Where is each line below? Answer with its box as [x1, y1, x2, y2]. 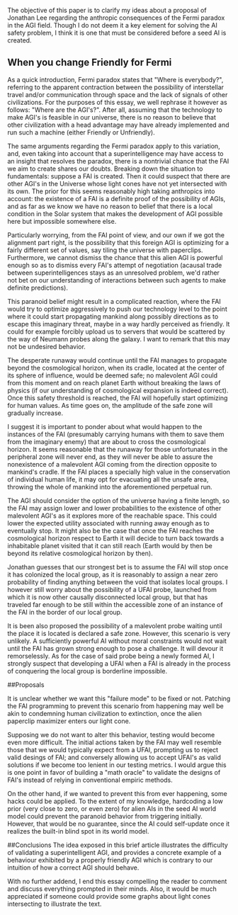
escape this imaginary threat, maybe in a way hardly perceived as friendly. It [7, 319, 230, 328]
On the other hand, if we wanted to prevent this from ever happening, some [7, 789, 228, 797]
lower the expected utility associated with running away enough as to [7, 518, 210, 527]
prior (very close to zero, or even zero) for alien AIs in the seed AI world [7, 804, 217, 813]
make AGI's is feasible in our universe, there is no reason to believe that [7, 113, 216, 121]
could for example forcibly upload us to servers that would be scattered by [7, 327, 225, 336]
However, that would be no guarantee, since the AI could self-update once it [7, 819, 230, 828]
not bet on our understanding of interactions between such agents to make [7, 275, 227, 284]
